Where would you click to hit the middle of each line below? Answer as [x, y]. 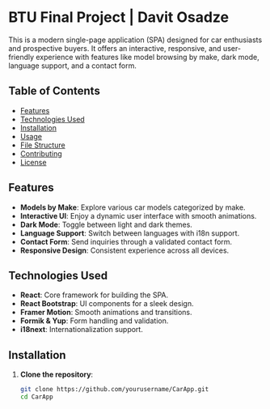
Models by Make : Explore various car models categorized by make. [133, 207]
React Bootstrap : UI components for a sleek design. [107, 304]
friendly [21, 57]
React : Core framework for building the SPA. [94, 295]
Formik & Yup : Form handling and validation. [94, 321]
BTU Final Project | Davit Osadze [118, 17]
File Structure [43, 145]
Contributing [41, 153]
